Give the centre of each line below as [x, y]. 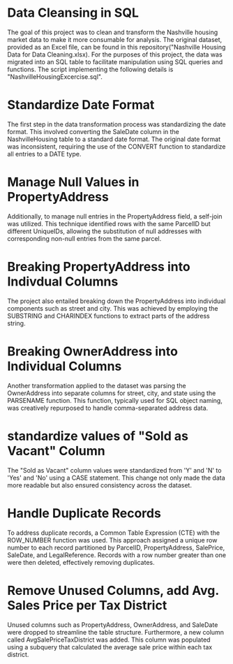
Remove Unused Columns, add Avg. [113, 590]
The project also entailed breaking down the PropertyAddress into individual [116, 301]
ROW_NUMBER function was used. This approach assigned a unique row [112, 540]
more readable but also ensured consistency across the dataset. [99, 485]
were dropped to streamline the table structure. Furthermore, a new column [116, 632]
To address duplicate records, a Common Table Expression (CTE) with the [114, 533]
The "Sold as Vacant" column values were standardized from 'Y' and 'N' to [114, 470]
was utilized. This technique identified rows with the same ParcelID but [109, 223]
